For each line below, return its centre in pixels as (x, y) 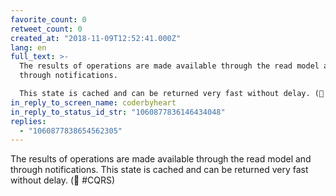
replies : (28, 121)
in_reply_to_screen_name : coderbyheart (93, 102)
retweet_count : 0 (46, 29)
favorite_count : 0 (48, 19)
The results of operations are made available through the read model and (161, 159)
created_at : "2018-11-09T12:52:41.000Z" (96, 38)
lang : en (28, 47)
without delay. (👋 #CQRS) (63, 180)
